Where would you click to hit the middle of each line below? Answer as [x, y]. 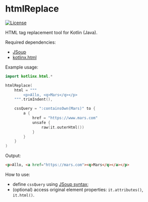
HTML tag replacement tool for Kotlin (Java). [51, 32]
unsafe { [41, 122]
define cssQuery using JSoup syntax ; [51, 184]
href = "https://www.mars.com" [65, 118]
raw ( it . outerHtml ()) [63, 127]
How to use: [18, 175]
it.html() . [23, 195]
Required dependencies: [31, 42]
